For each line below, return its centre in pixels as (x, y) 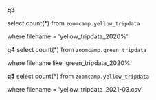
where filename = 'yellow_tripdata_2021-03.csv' (75, 89)
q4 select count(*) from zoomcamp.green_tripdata (77, 50)
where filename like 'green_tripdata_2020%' (70, 63)
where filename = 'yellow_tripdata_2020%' (68, 36)
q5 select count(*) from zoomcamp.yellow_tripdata (78, 76)
